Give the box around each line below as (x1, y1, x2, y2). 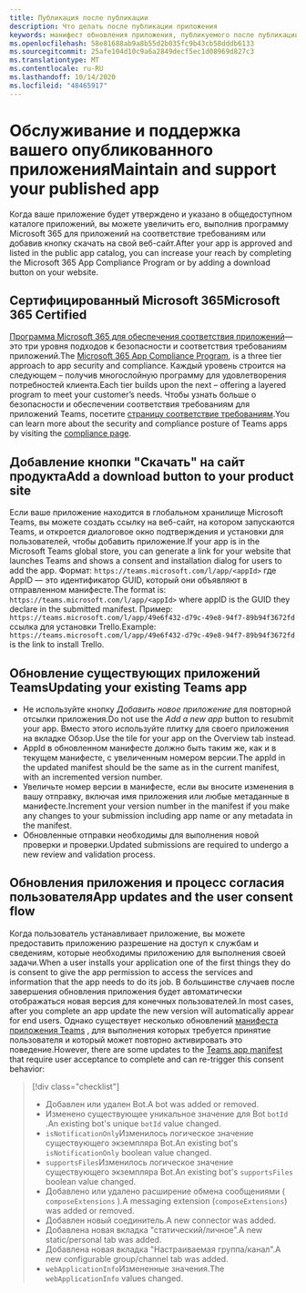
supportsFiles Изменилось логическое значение (45, 1156, 234, 1167)
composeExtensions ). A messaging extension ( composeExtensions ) (45, 1195, 288, 1206)
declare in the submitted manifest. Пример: (9, 604, 173, 615)
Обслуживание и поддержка (9, 120, 241, 141)
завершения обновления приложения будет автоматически (9, 985, 243, 997)
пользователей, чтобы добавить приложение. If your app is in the (9, 536, 260, 547)
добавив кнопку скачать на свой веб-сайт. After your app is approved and (9, 238, 293, 249)
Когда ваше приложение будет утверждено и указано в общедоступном (9, 209, 293, 219)
